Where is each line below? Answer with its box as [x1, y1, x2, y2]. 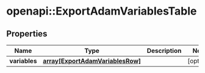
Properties [6, 29, 48, 39]
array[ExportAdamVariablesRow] [42, 57, 142, 65]
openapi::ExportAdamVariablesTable [6, 4, 197, 18]
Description [146, 47, 182, 55]
